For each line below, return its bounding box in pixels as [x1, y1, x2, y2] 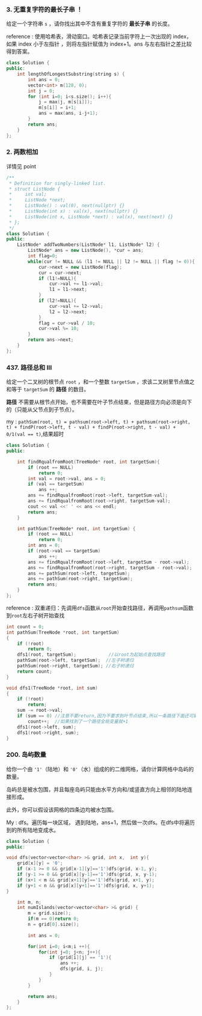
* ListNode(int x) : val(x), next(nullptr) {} [8, 209, 138, 215]
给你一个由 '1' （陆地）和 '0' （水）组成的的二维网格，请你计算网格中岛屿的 [6, 765, 194, 773]
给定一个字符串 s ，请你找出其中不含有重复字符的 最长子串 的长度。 [6, 20, 173, 28]
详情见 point [6, 162, 37, 170]
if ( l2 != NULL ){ [38, 298, 77, 304]
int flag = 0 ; [28, 253, 58, 259]
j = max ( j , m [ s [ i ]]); [38, 99, 93, 105]
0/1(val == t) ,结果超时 [6, 430, 64, 438]
